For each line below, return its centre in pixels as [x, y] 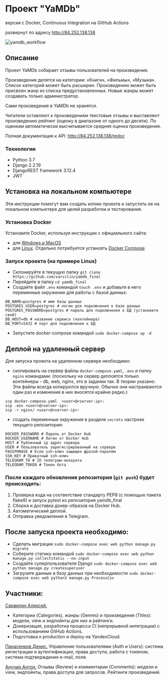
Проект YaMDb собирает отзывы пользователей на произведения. [77, 70]
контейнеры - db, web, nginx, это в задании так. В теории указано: [84, 381]
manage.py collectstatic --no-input [51, 559]
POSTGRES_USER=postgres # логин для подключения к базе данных [73, 306]
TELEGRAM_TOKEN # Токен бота [36, 465]
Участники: [24, 593]
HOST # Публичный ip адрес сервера [43, 443]
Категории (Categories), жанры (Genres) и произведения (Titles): [82, 615]
